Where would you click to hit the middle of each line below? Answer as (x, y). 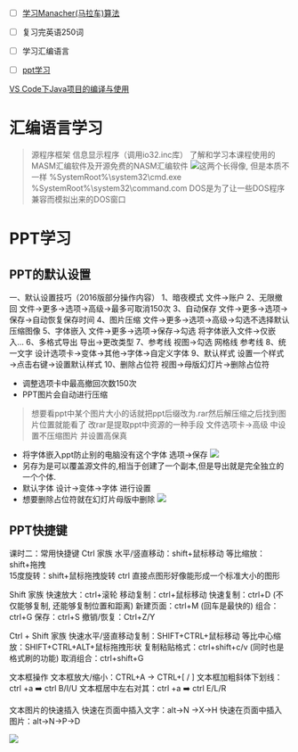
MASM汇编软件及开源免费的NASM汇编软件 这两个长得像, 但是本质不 (160, 166)
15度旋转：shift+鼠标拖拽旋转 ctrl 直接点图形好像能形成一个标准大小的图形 (145, 575)
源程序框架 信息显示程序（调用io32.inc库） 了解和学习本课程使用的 (153, 155)
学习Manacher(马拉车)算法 (71, 13)
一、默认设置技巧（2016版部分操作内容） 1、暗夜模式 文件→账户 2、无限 (142, 298)
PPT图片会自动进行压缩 (65, 394)
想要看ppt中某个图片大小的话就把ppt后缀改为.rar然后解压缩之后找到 (154, 414)
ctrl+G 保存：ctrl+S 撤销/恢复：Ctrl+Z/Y (82, 617)
